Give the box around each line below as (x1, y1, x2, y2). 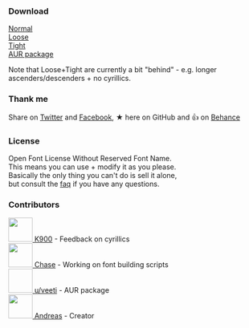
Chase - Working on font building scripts (34, 260, 169, 269)
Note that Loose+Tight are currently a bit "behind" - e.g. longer (8, 65, 217, 75)
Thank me (8, 94, 48, 105)
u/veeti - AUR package (34, 285, 110, 295)
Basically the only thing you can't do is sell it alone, (8, 170, 178, 180)
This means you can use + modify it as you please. (8, 162, 177, 172)
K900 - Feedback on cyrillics (34, 234, 130, 244)
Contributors (8, 199, 60, 210)
